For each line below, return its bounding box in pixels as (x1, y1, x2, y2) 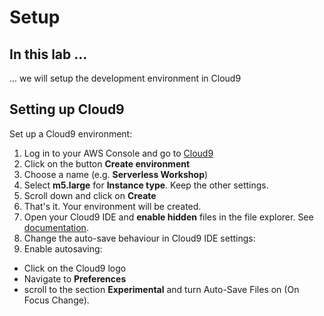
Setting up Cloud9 (9, 101, 125, 118)
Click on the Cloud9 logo (23, 262, 127, 274)
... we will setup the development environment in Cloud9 (9, 72, 242, 84)
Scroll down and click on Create (23, 189, 157, 201)
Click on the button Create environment (23, 157, 191, 170)
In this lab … (9, 46, 88, 63)
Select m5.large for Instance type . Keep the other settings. (23, 179, 269, 191)
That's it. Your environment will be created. (23, 200, 202, 212)
